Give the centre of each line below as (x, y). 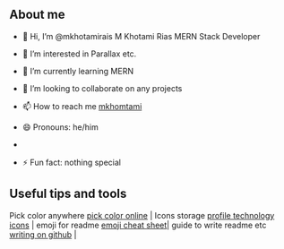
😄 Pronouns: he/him (60, 127)
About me (37, 15)
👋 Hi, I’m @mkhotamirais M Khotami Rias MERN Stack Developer (141, 36)
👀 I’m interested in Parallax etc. (79, 54)
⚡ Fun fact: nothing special (71, 162)
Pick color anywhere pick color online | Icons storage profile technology (142, 215)
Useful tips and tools (68, 194)
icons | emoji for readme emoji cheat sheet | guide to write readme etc (138, 225)
